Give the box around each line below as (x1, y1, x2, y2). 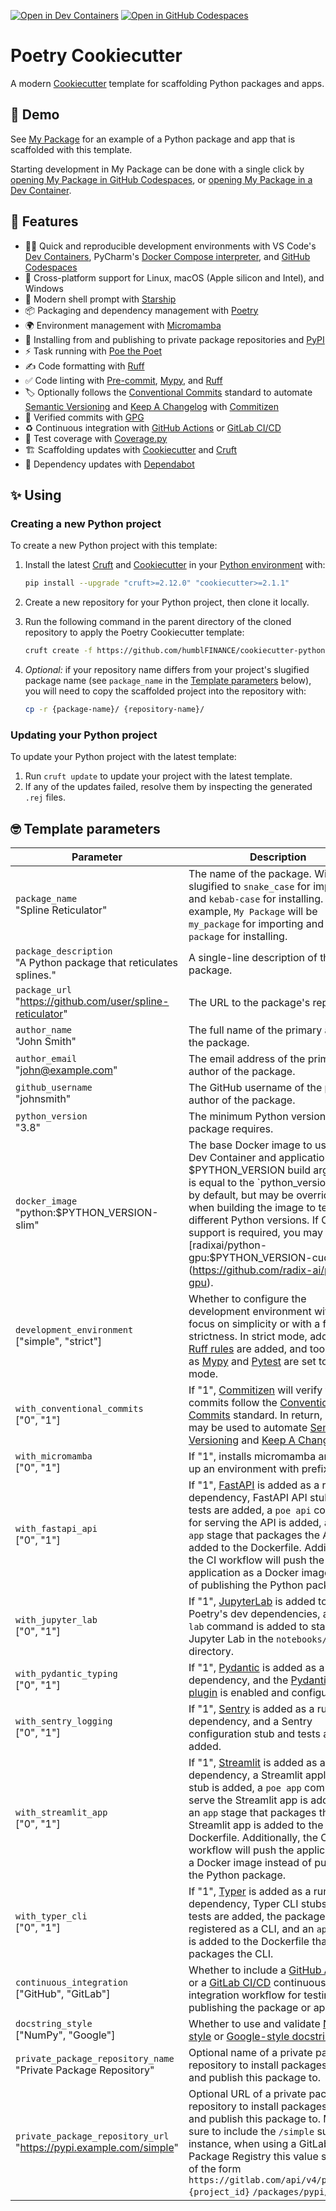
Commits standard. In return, (188, 1408, 323, 1422)
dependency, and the (188, 1673, 289, 1687)
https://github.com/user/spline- (19, 994, 170, 1008)
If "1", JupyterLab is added (188, 1594, 316, 1608)
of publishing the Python (188, 1578, 304, 1592)
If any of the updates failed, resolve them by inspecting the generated (24, 781, 313, 793)
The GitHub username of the (188, 1080, 323, 1094)
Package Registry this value (188, 2149, 319, 2163)
